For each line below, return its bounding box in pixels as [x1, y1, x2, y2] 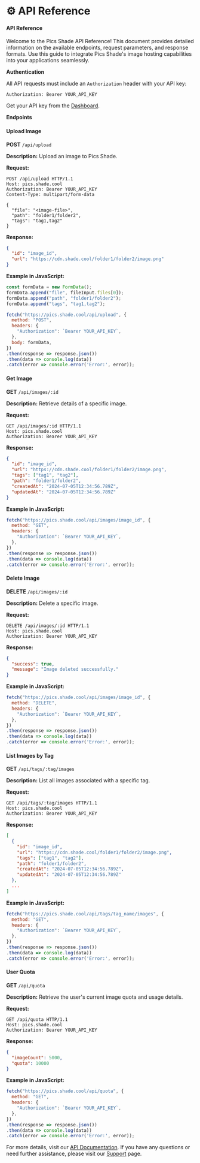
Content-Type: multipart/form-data [6, 191, 95, 197]
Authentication [6, 68, 45, 76]
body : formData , [11, 339, 52, 345]
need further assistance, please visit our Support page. [6, 1150, 142, 1158]
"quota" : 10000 [11, 1060, 50, 1066]
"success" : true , [11, 661, 55, 667]
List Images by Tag [6, 752, 54, 759]
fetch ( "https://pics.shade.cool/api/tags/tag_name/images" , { [6, 911, 164, 917]
